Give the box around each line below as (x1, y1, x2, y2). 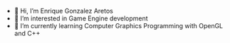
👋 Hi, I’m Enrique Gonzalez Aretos (14, 7, 114, 15)
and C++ (14, 29, 41, 37)
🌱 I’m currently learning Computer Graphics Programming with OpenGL (14, 22, 224, 30)
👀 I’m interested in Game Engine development (14, 14, 148, 23)
